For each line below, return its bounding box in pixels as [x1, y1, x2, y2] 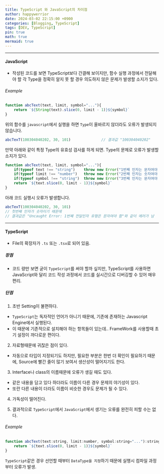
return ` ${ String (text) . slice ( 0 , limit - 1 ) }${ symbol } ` [14, 108, 130, 112]
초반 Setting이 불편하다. [12, 303, 58, 309]
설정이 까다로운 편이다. [17, 332, 61, 338]
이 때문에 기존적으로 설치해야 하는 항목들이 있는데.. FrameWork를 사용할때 [12, 325, 154, 331]
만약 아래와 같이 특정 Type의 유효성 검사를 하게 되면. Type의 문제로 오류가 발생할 [5, 147, 159, 152]
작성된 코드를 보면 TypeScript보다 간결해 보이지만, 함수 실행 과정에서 [12, 70, 144, 76]
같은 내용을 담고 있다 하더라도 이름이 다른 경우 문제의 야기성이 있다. [12, 379, 140, 385]
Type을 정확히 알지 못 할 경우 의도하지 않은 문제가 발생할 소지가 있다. [27, 76, 159, 82]
